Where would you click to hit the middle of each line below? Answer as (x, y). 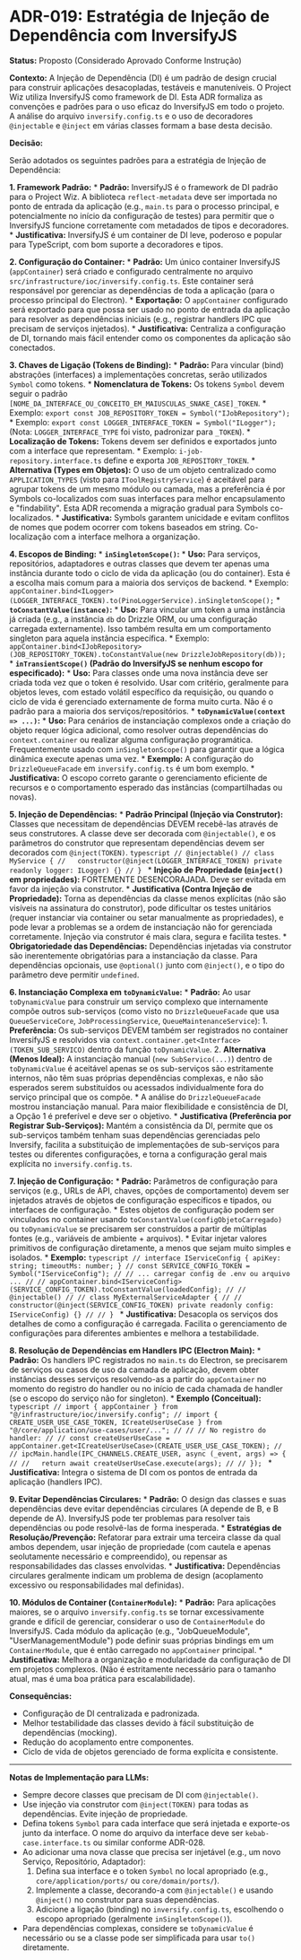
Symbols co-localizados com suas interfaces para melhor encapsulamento (147, 498)
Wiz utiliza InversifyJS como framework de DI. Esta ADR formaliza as (136, 97)
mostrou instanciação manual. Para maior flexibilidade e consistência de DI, (149, 1107)
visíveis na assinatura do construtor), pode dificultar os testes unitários (140, 907)
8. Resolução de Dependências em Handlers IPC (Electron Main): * (135, 1350)
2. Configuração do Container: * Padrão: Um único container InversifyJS (145, 261)
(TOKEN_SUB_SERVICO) (48, 1050)
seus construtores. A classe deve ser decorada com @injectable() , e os (142, 833)
